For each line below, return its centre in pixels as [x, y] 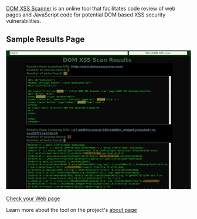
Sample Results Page [45, 40]
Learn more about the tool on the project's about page [72, 210]
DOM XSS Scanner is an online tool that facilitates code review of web [91, 9]
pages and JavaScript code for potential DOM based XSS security [86, 15]
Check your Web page [33, 198]
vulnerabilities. [24, 21]
